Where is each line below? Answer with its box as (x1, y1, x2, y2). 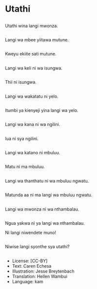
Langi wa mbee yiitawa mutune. (5, 36, 69, 42)
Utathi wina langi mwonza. (5, 23, 58, 29)
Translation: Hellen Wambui (12, 273, 67, 279)
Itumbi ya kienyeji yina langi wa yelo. (5, 107, 78, 113)
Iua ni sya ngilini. (5, 135, 39, 142)
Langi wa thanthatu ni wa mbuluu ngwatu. (5, 178, 89, 183)
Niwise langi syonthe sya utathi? (5, 244, 70, 250)
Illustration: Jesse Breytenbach (12, 268, 75, 274)
